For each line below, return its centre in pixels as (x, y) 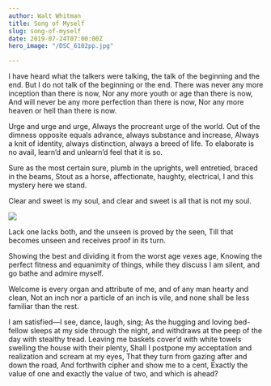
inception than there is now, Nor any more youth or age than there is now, (131, 93)
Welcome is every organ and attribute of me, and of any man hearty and (129, 289)
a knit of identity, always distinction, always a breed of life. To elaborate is (131, 144)
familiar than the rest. (44, 307)
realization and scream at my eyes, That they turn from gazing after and (128, 357)
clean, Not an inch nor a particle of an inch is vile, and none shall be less (129, 298)
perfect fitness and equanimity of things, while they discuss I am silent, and (134, 265)
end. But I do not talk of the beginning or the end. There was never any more (136, 85)
